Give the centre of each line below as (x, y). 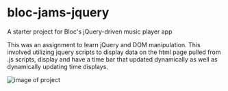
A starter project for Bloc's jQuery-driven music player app (90, 31)
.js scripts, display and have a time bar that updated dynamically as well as (112, 59)
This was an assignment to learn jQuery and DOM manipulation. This (104, 44)
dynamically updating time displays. (58, 66)
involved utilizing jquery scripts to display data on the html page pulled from (114, 52)
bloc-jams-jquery (58, 13)
